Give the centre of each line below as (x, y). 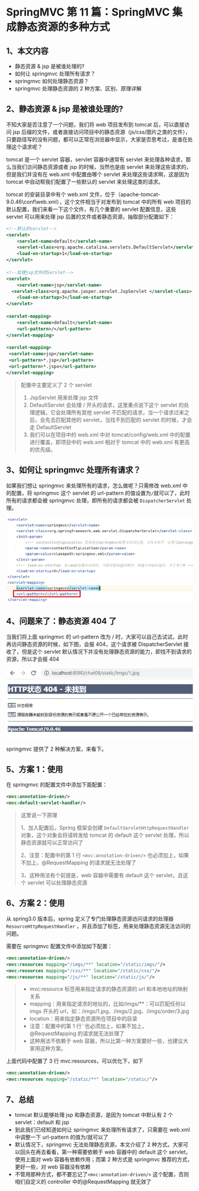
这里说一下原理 (39, 815)
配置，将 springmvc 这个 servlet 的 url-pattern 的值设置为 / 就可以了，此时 (101, 493)
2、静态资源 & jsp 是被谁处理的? (65, 109)
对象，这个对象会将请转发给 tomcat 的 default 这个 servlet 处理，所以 (105, 835)
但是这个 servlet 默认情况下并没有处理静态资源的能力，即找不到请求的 (107, 651)
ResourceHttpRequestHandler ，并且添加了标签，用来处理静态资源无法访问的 (99, 926)
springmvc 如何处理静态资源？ (52, 81)
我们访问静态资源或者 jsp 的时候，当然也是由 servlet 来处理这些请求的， (104, 166)
